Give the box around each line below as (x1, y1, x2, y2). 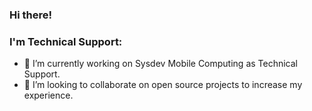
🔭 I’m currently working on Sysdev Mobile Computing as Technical (23, 58, 299, 70)
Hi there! (9, 8, 53, 22)
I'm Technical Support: (9, 34, 123, 48)
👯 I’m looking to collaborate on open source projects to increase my (23, 79, 303, 91)
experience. (23, 89, 74, 102)
